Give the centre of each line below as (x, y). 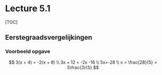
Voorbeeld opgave (28, 51)
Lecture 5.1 (28, 9)
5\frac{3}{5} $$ (83, 67)
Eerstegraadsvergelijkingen (49, 37)
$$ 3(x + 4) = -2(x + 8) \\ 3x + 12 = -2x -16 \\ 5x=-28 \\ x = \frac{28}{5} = (83, 62)
